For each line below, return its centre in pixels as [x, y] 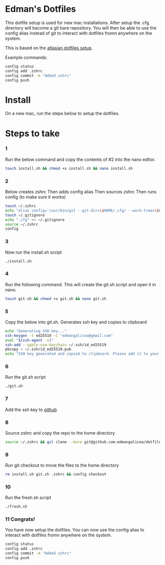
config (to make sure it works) [36, 197]
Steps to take [32, 133]
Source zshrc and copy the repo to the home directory [60, 433]
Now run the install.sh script [34, 252]
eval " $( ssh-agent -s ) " [29, 340]
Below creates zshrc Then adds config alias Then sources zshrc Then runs [81, 192]
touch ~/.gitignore [25, 215]
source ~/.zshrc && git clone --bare [44, 442]
